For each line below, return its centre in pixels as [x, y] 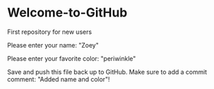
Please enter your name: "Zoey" [53, 45]
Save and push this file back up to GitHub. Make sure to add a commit [107, 72]
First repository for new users [50, 32]
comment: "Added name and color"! [58, 79]
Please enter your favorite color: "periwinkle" [72, 58]
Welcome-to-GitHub [67, 13]
